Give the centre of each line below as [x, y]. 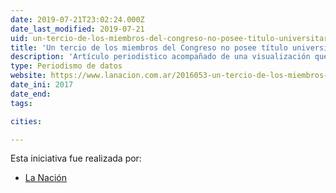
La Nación [45, 178]
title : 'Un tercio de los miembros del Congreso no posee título [149, 47]
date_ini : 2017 [42, 85]
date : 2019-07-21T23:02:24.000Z [77, 19]
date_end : [31, 94]
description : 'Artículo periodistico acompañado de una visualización [160, 57]
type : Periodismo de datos [66, 66]
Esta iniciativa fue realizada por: [76, 158]
